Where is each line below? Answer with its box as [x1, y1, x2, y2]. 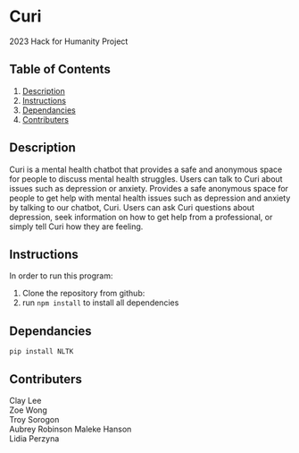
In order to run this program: [9, 270, 113, 281]
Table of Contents [9, 62, 112, 77]
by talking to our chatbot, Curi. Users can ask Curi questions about [9, 201, 254, 212]
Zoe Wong [9, 405, 47, 415]
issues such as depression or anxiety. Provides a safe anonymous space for [9, 183, 288, 193]
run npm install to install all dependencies [21, 297, 179, 308]
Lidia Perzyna [9, 433, 60, 444]
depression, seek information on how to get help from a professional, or [9, 211, 273, 222]
